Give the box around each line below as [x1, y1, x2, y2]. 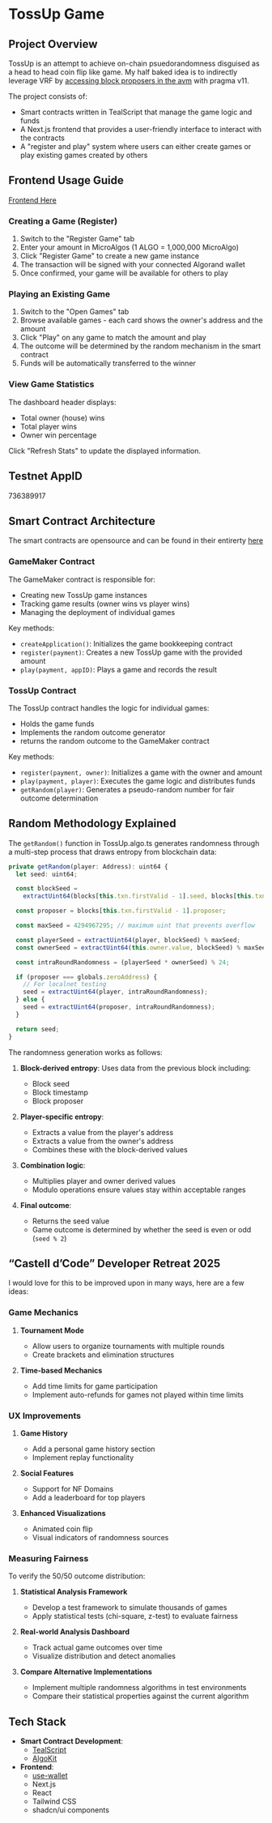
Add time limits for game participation [32, 1381, 158, 1390]
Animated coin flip [32, 1524, 93, 1534]
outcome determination [19, 793, 99, 803]
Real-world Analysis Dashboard [19, 1627, 130, 1637]
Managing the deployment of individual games [19, 607, 176, 617]
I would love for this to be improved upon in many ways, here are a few [8, 1278, 244, 1288]
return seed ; [15, 1025, 60, 1033]
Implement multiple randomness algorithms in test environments [32, 1683, 247, 1693]
